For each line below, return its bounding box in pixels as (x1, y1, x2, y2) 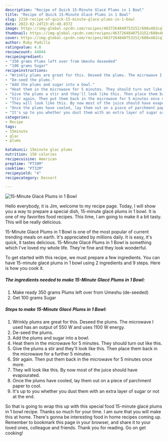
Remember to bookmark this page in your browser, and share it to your (5, 419, 151, 425)
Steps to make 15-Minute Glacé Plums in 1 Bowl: (5, 306, 107, 312)
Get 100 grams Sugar (12, 295, 56, 301)
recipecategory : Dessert (5, 175, 57, 180)
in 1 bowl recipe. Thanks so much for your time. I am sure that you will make (5, 409, 161, 415)
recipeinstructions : (5, 68, 48, 73)
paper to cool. (12, 383, 41, 389)
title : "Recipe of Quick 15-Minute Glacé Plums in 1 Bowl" (5, 12, 131, 17)
